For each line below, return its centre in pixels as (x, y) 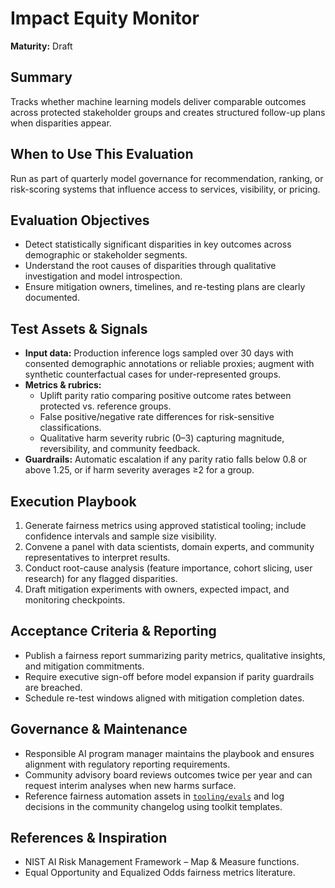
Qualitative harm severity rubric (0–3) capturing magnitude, (162, 438)
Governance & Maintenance (99, 729)
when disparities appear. (61, 123)
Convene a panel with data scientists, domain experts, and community (169, 546)
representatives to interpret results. (97, 557)
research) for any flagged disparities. (101, 578)
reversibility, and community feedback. (120, 449)
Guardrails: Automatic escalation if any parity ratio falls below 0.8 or (165, 459)
